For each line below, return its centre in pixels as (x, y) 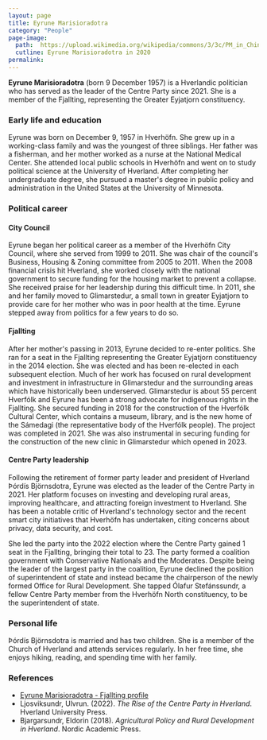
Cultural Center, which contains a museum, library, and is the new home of (130, 416)
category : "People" (41, 30)
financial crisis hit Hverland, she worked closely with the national (114, 270)
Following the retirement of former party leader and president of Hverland (129, 477)
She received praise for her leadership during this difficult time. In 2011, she (132, 288)
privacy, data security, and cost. (61, 528)
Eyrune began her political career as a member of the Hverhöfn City (120, 245)
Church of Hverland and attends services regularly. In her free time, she (126, 649)
